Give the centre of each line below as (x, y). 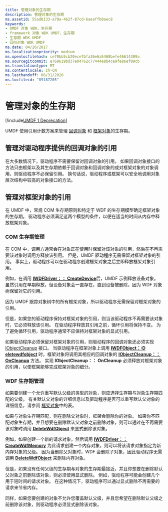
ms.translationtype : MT (30, 66)
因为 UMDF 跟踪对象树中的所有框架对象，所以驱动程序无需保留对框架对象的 (83, 301)
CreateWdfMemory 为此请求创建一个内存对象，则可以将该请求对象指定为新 (83, 445)
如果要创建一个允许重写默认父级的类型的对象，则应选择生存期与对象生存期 (82, 393)
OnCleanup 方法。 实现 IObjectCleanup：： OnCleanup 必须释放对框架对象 (84, 360)
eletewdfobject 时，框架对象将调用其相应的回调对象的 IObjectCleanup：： (83, 354)
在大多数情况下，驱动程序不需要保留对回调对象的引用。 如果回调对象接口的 (82, 161)
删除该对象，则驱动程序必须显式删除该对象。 (55, 504)
